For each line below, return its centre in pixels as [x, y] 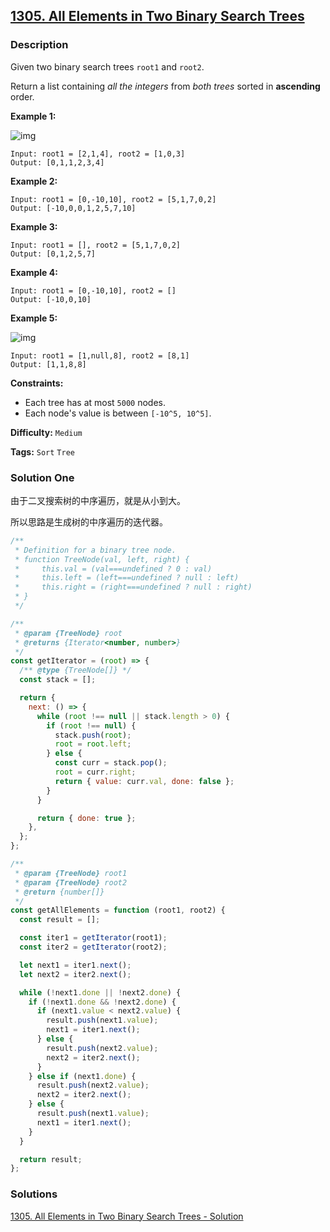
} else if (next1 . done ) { [82, 1076]
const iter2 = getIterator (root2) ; [93, 947]
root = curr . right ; [95, 772]
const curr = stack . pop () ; [111, 763]
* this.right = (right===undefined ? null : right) [133, 587]
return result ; [51, 1159]
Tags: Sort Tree [42, 451]
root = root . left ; [93, 744]
